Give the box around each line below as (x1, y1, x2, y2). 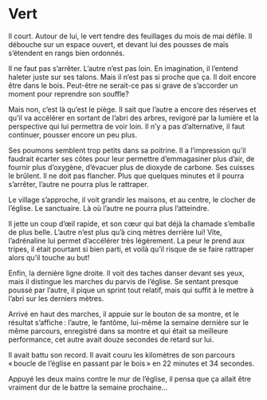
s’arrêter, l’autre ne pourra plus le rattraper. (8, 179, 149, 188)
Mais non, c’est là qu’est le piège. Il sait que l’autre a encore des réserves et (8, 105, 257, 114)
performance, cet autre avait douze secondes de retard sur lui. (8, 335, 214, 344)
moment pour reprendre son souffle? (8, 89, 129, 98)
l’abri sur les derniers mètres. (8, 293, 104, 303)
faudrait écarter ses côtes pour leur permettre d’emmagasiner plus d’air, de (8, 153, 255, 164)
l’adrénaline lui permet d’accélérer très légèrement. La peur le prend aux (8, 236, 245, 245)
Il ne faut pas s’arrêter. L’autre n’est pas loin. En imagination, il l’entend (8, 63, 238, 73)
